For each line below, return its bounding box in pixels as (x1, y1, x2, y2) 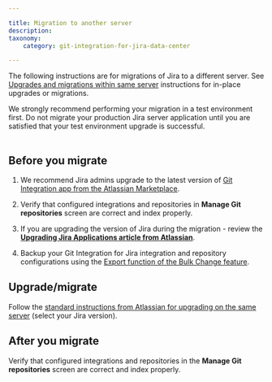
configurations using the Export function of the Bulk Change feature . (19, 257, 250, 267)
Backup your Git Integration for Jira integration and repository (19, 249, 227, 258)
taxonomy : (8, 34, 42, 42)
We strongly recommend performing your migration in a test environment (8, 104, 253, 114)
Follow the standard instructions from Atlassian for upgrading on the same (8, 302, 257, 311)
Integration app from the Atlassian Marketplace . (19, 184, 180, 193)
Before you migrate (8, 154, 108, 167)
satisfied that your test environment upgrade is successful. (8, 121, 205, 131)
